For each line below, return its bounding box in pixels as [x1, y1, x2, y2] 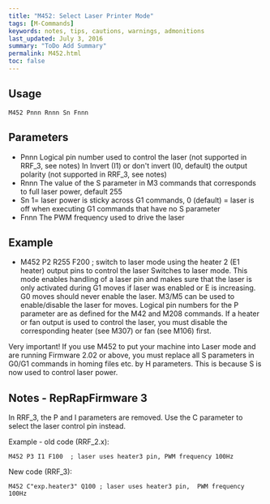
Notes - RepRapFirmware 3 [8, 391, 148, 405]
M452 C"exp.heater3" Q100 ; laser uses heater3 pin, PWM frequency [8, 483, 245, 491]
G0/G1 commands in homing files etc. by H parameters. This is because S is [8, 359, 262, 369]
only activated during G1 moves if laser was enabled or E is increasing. [19, 283, 256, 293]
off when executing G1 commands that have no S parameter [19, 203, 221, 213]
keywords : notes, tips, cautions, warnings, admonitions [8, 27, 205, 35]
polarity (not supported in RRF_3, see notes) [19, 169, 168, 179]
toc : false [8, 58, 45, 66]
